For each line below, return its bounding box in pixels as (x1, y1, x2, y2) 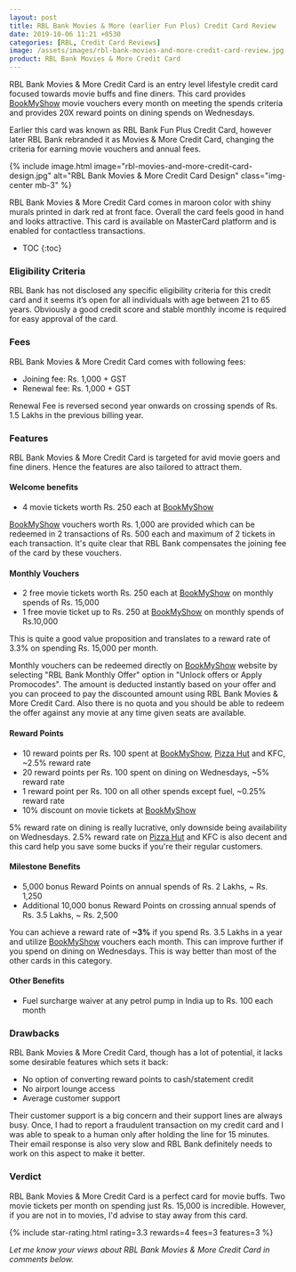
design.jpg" (9, 170, 52, 181)
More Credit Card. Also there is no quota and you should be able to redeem (9, 698, 284, 709)
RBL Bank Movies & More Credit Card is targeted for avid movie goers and (9, 452, 281, 463)
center (9, 180, 34, 190)
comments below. (9, 1253, 74, 1264)
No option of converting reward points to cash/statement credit (21, 1074, 254, 1085)
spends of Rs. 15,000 (21, 597, 100, 608)
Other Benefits (9, 975, 65, 986)
